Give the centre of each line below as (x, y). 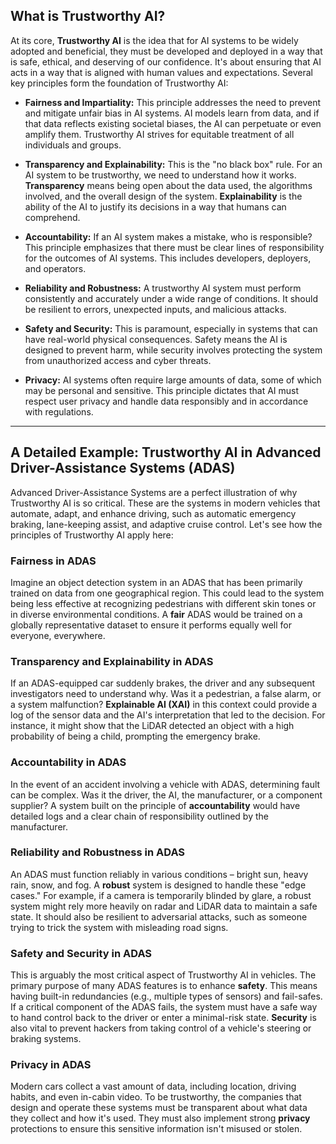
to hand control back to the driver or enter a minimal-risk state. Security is (163, 1018)
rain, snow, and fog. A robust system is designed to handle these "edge (158, 885)
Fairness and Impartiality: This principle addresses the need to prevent (172, 102)
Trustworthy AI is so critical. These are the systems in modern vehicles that (165, 503)
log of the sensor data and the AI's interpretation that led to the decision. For (168, 715)
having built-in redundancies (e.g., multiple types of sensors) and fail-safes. (166, 996)
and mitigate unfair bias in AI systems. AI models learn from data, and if (172, 113)
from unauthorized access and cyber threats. (118, 360)
